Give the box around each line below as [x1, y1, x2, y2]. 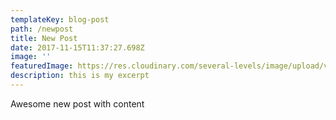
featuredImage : [10, 61, 74, 71]
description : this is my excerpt [10, 71, 150, 81]
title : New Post [10, 33, 78, 43]
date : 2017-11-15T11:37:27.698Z [10, 42, 145, 53]
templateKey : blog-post [10, 14, 110, 25]
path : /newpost [10, 24, 74, 34]
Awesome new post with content [10, 97, 145, 110]
